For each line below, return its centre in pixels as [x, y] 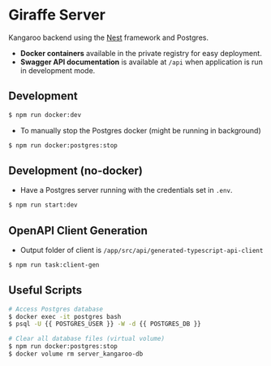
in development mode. [58, 70]
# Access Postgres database [56, 309]
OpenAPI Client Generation [78, 231]
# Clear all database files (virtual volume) [86, 339]
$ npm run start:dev [43, 205]
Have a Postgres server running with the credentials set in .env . [126, 190]
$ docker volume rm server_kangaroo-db [76, 354]
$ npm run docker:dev [45, 115]
